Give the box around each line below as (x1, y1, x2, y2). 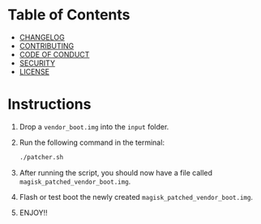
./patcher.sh (19, 153, 64, 161)
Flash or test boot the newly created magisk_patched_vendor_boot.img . (19, 192, 253, 201)
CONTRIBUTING (19, 40, 75, 50)
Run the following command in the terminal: (19, 137, 165, 147)
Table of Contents (7, 6, 130, 24)
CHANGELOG (19, 32, 66, 42)
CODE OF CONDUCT (19, 49, 90, 59)
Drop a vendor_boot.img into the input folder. (19, 121, 169, 131)
